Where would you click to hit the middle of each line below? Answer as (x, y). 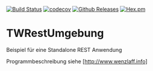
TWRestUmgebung (55, 33)
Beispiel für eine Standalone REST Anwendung (64, 50)
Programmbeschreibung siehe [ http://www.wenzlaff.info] (77, 61)
